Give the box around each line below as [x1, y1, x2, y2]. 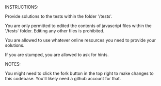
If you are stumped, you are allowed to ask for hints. [5, 52, 109, 57]
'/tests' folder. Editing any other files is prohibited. [5, 28, 105, 33]
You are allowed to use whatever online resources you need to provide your [5, 37, 156, 43]
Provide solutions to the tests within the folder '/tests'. [5, 14, 113, 19]
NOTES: [5, 61, 21, 67]
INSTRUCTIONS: [5, 4, 38, 10]
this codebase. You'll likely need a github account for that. [5, 76, 121, 81]
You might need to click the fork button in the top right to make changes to [5, 71, 154, 76]
